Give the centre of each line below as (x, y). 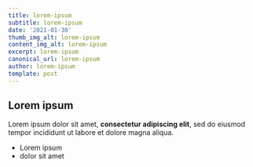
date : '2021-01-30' (40, 30)
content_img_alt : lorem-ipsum (58, 45)
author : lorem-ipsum (42, 67)
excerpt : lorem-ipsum (44, 52)
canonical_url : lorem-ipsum (54, 60)
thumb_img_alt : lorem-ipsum (54, 37)
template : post (33, 74)
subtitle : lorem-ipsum (45, 23)
